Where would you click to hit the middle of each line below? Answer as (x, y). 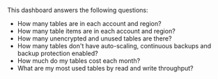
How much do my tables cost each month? (79, 61)
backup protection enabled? (58, 53)
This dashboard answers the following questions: (78, 10)
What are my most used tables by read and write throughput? (105, 68)
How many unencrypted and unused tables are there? (94, 38)
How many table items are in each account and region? (96, 31)
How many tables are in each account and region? (89, 23)
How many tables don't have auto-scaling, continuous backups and (114, 46)
